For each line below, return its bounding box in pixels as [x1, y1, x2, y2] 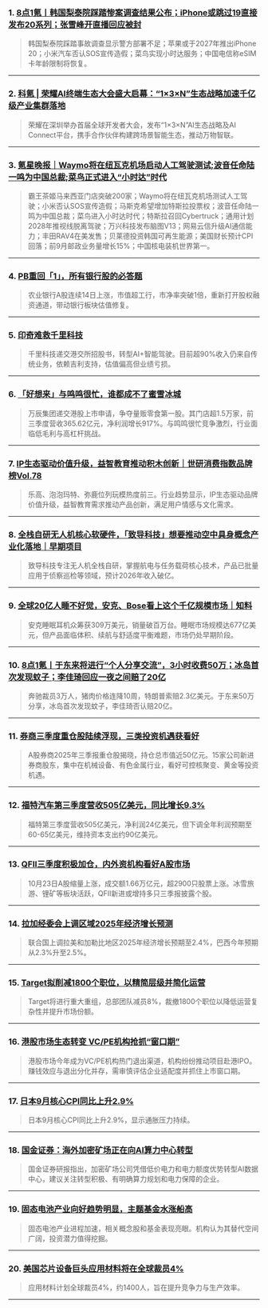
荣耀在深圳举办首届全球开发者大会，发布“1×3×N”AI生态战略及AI [27, 120, 237, 130]
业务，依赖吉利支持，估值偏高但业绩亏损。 [34, 359, 175, 369]
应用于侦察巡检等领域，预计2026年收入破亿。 [27, 570, 179, 581]
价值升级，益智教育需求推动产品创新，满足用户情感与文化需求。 [27, 500, 238, 510]
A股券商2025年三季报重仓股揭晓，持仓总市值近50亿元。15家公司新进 [27, 750, 254, 760]
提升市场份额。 [49, 1006, 98, 1017]
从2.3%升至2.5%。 [27, 948, 91, 958]
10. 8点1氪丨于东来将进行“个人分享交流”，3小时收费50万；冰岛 [8, 659, 251, 670]
